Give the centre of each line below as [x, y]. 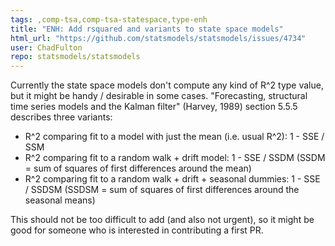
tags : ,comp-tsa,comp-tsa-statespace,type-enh [109, 19]
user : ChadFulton [46, 47]
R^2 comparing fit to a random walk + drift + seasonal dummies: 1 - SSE [172, 179]
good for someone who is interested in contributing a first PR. [137, 230]
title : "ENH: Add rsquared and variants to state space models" [147, 29]
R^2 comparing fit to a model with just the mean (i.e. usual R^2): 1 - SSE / [174, 137]
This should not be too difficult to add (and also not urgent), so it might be [162, 220]
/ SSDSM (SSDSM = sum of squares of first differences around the [162, 190]
